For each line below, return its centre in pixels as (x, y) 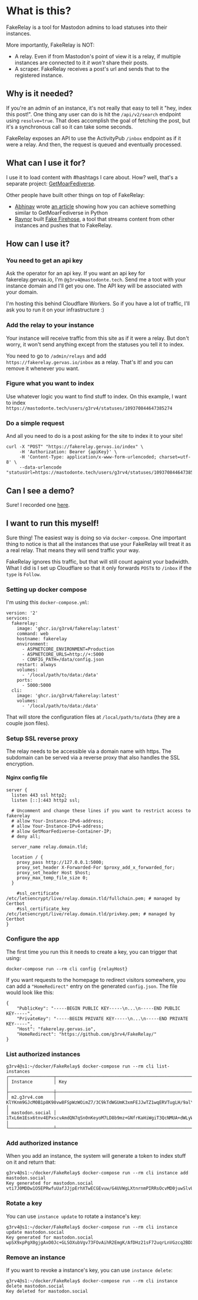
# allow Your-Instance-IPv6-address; (58, 821)
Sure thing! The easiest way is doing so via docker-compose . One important (96, 538)
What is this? (39, 11)
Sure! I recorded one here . (38, 505)
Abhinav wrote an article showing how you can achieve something (95, 206)
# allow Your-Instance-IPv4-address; (58, 826)
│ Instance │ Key (37, 1082)
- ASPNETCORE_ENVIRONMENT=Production (68, 649)
